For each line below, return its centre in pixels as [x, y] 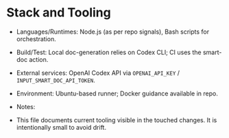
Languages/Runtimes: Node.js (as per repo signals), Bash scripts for [113, 32]
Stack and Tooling [59, 13]
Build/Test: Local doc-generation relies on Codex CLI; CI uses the [109, 52]
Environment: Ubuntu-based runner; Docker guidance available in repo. [117, 93]
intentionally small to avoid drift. [61, 127]
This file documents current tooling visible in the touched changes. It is [117, 120]
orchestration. [36, 38]
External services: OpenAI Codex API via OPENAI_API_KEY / [98, 73]
